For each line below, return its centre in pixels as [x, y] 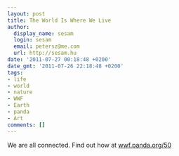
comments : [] [26, 125]
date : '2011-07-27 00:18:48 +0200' [59, 60]
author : [19, 27]
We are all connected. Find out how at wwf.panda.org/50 [89, 145]
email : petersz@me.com [47, 46]
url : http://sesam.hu [45, 53]
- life [17, 79]
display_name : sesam [44, 33]
